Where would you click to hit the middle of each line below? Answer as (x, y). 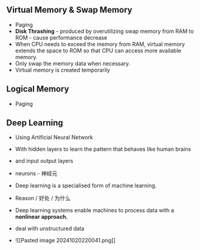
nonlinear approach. (41, 217)
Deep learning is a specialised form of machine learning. (86, 186)
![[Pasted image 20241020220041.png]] (65, 240)
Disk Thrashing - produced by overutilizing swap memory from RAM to (105, 31)
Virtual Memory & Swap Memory (69, 10)
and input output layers (44, 161)
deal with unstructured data (50, 229)
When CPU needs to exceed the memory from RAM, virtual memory (100, 44)
